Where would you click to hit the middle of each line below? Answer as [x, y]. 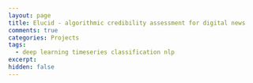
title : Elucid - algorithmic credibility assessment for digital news [127, 23]
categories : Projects [44, 38]
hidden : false [32, 67]
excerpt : [23, 60]
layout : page [30, 15]
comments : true [33, 30]
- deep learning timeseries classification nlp [95, 52]
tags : [17, 45]
